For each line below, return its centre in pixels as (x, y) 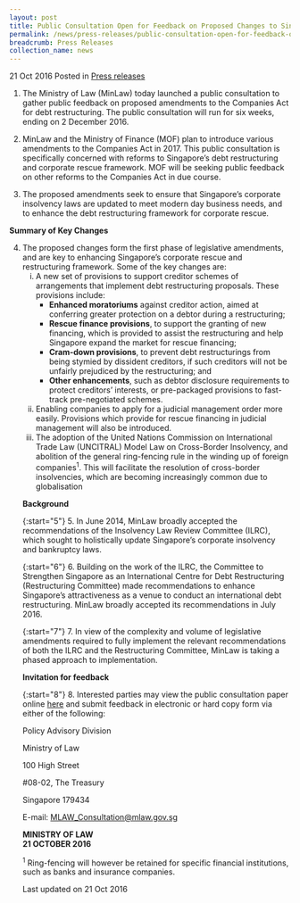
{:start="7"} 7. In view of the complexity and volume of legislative (142, 631)
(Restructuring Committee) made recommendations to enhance (139, 585)
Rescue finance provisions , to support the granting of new (158, 324)
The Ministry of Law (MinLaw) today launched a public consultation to (150, 94)
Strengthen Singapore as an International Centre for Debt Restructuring (153, 576)
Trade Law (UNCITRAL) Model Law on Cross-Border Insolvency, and (162, 447)
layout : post (33, 17)
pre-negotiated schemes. (117, 400)
